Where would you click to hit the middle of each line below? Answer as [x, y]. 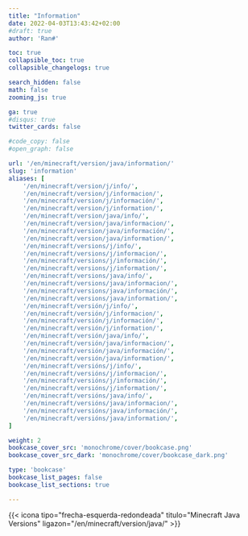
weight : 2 [25, 440]
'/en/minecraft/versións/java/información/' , [101, 411]
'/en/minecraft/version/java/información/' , [99, 231]
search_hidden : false [45, 82]
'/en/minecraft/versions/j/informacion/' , [95, 253]
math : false [28, 89]
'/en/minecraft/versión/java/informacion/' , [99, 343]
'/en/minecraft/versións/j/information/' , [95, 388]
